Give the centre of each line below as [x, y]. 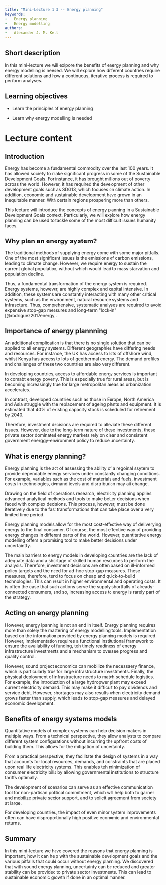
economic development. [30, 703]
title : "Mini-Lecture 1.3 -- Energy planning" [54, 10]
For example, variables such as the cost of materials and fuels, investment [81, 479]
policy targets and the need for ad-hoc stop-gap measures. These [73, 571]
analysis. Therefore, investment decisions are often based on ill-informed [80, 566]
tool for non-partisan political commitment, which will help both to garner [80, 792]
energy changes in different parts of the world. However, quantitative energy [83, 535]
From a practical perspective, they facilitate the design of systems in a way [82, 756]
